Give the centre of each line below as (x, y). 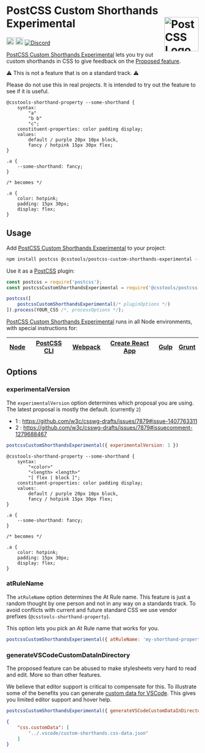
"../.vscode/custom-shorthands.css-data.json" (88, 733)
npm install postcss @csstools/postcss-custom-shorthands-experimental (99, 259)
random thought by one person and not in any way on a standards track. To (101, 603)
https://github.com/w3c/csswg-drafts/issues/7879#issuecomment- (108, 427)
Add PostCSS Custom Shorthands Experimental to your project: (86, 248)
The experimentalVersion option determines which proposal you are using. (100, 403)
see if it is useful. (28, 91)
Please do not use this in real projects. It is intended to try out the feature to (101, 85)
